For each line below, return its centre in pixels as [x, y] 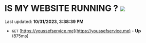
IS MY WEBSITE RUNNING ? [62, 8]
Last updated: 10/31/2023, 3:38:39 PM [44, 21]
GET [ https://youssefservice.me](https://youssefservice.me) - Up [76, 31]
